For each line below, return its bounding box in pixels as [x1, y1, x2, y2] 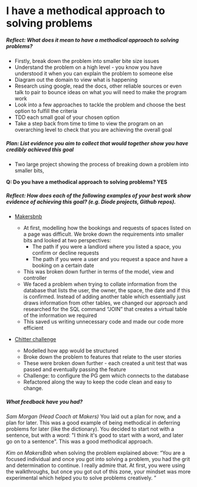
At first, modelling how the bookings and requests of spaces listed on [23, 225, 191, 232]
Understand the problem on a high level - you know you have [14, 64, 162, 71]
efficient [23, 325, 44, 332]
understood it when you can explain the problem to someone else [14, 70, 173, 77]
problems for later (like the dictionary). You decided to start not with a [6, 425, 175, 433]
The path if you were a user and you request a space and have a [32, 256, 188, 263]
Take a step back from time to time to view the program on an [14, 120, 164, 127]
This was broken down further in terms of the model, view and [23, 268, 174, 275]
